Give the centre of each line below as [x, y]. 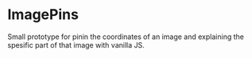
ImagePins [43, 15]
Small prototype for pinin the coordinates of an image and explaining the [126, 37]
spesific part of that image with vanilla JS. [76, 44]
